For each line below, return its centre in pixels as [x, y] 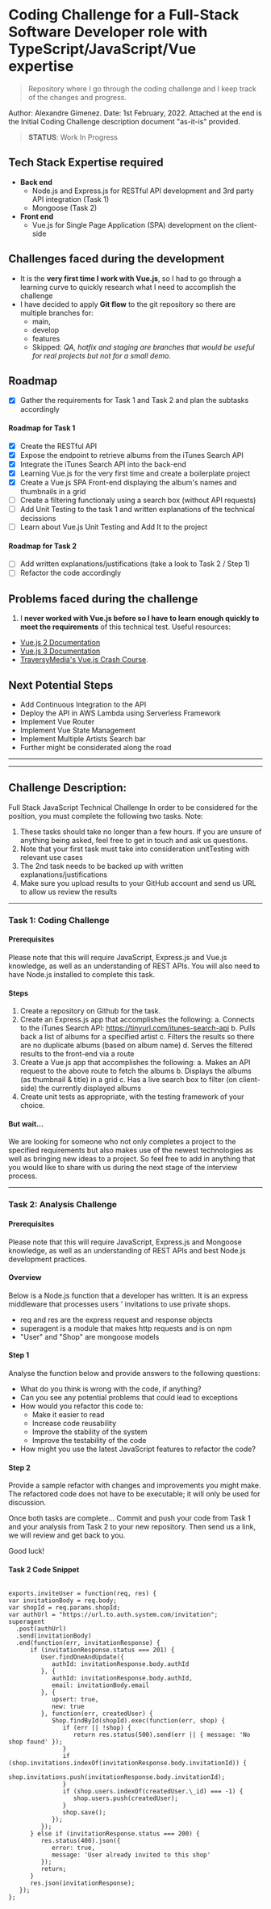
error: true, [73, 1848]
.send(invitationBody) [54, 1636]
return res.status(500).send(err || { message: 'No [162, 1735]
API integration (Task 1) [71, 199]
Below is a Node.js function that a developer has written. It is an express [128, 1295]
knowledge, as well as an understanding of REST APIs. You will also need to [134, 966]
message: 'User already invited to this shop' [131, 1855]
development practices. [48, 1259]
